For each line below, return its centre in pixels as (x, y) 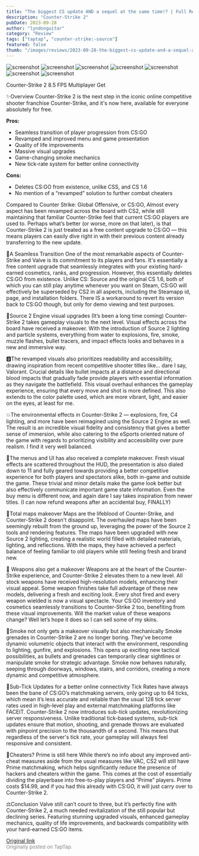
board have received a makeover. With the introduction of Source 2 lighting (98, 328)
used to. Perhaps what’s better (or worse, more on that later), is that (89, 223)
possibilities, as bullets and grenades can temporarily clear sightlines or (94, 656)
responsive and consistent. (39, 743)
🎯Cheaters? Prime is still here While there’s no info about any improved (92, 755)
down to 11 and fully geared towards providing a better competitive (87, 470)
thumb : (14, 50)
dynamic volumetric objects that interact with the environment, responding (97, 643)
